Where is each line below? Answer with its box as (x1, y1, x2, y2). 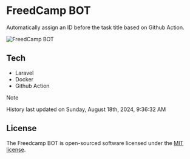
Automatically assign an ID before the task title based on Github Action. (6, 24, 185, 31)
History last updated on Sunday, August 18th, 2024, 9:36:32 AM (6, 106, 166, 113)
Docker (15, 75, 34, 83)
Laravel (15, 69, 34, 76)
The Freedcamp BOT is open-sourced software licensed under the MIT (6, 139, 184, 146)
